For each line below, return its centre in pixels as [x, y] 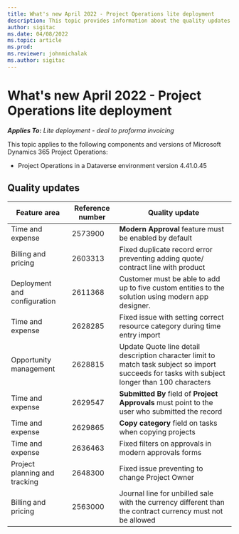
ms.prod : [20, 47]
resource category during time [170, 326]
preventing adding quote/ [161, 258]
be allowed [137, 520]
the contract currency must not [171, 511]
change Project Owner [156, 477]
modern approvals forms [160, 452]
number [92, 216]
